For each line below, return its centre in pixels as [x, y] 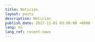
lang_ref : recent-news [28, 32]
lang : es [14, 28]
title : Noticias [21, 9]
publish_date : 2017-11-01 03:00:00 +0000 [48, 23]
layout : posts [19, 14]
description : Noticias [28, 18]
